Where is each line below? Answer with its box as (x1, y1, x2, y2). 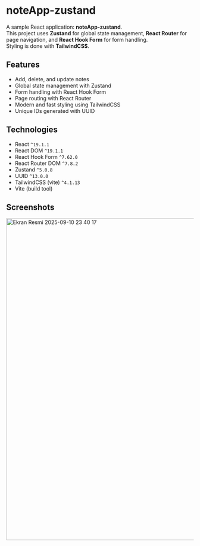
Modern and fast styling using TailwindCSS (14, 101, 121, 108)
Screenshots (6, 202, 55, 212)
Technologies (6, 125, 58, 135)
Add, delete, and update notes (14, 75, 89, 82)
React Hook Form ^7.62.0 (14, 153, 79, 160)
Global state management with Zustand (14, 82, 112, 89)
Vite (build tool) (14, 185, 53, 192)
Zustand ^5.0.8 (14, 165, 53, 173)
